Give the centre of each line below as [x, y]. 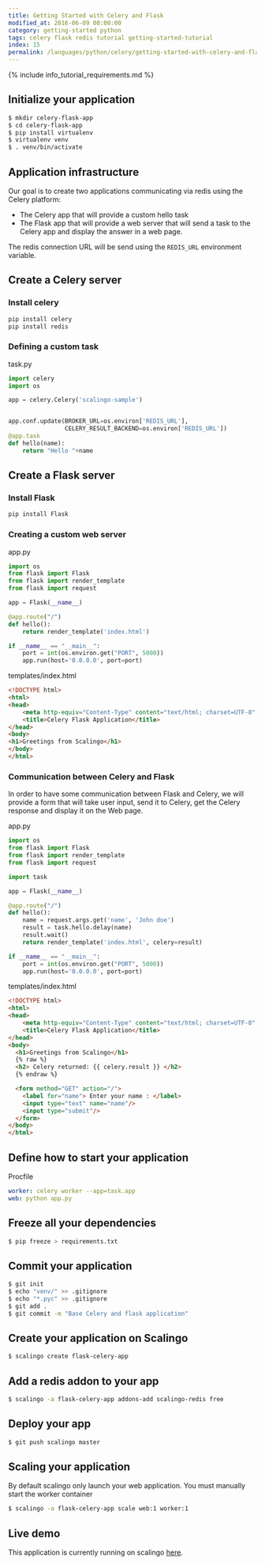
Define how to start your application [99, 1157]
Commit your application [70, 1266]
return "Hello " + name [58, 451]
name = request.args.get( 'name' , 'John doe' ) [99, 920]
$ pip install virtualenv [50, 133]
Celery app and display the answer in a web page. [101, 231]
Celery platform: [35, 199]
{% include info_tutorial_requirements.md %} [81, 75]
